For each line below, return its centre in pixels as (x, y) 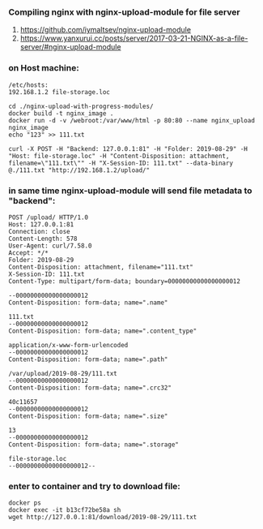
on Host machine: (44, 68)
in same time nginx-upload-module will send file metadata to (130, 191)
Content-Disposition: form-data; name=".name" (88, 303)
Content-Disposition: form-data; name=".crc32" (90, 388)
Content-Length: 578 (43, 239)
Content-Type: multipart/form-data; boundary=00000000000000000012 (125, 281)
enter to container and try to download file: (94, 486)
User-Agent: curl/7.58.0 (50, 246)
